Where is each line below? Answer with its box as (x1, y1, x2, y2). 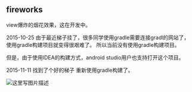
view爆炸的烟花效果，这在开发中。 (6, 21, 91, 28)
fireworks (6, 5, 43, 15)
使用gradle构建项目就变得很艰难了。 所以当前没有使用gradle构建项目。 (6, 41, 180, 48)
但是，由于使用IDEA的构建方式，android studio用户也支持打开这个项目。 (6, 53, 184, 61)
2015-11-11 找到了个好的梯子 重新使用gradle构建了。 (6, 66, 134, 74)
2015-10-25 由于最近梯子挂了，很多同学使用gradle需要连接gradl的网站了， (6, 34, 190, 41)
